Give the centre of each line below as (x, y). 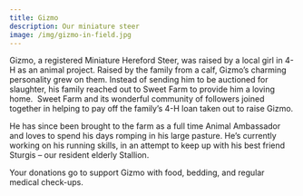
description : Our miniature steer (75, 26)
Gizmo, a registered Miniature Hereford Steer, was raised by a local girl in (146, 61)
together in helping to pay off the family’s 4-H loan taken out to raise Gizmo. (151, 109)
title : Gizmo (34, 18)
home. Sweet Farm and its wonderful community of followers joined (137, 99)
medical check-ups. (46, 182)
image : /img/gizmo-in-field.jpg (70, 34)
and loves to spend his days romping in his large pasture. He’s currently (143, 136)
